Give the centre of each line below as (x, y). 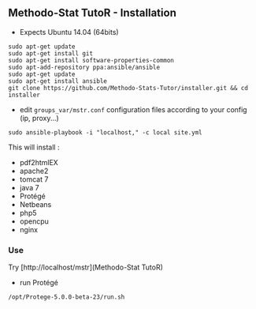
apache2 (34, 171)
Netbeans (35, 204)
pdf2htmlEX (39, 162)
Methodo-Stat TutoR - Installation (93, 13)
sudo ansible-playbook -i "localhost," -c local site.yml (105, 132)
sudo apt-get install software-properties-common (91, 60)
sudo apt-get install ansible (58, 81)
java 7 (29, 187)
